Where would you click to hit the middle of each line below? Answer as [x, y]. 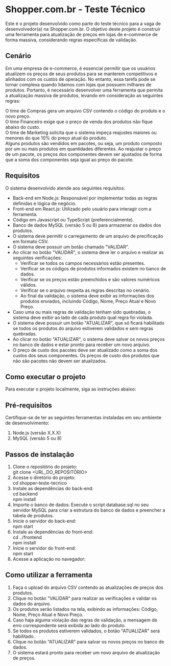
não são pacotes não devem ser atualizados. [60, 361]
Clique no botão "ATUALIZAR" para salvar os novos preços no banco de [88, 641]
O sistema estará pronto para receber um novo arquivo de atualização [86, 652]
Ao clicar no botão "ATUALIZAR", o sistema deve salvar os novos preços [89, 339]
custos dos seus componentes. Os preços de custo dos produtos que [86, 355]
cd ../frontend [27, 537]
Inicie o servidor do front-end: [44, 548]
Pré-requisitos [29, 405]
